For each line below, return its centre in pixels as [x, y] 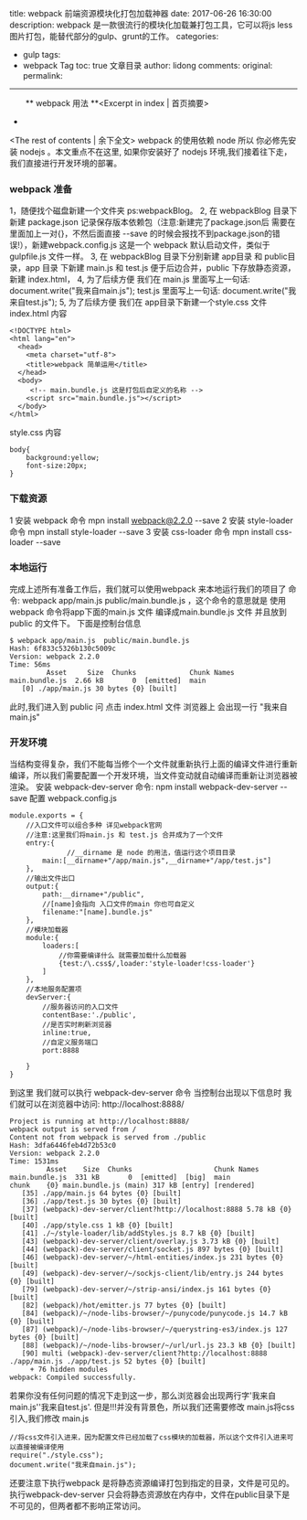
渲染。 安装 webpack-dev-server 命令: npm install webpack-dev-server [144, 787]
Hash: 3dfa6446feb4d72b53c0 [63, 1146]
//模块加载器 [47, 930]
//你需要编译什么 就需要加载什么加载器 [122, 956]
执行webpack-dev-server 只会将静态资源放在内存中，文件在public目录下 [146, 1494]
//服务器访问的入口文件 [80, 1007]
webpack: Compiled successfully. [73, 1378]
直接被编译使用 [40, 1448]
